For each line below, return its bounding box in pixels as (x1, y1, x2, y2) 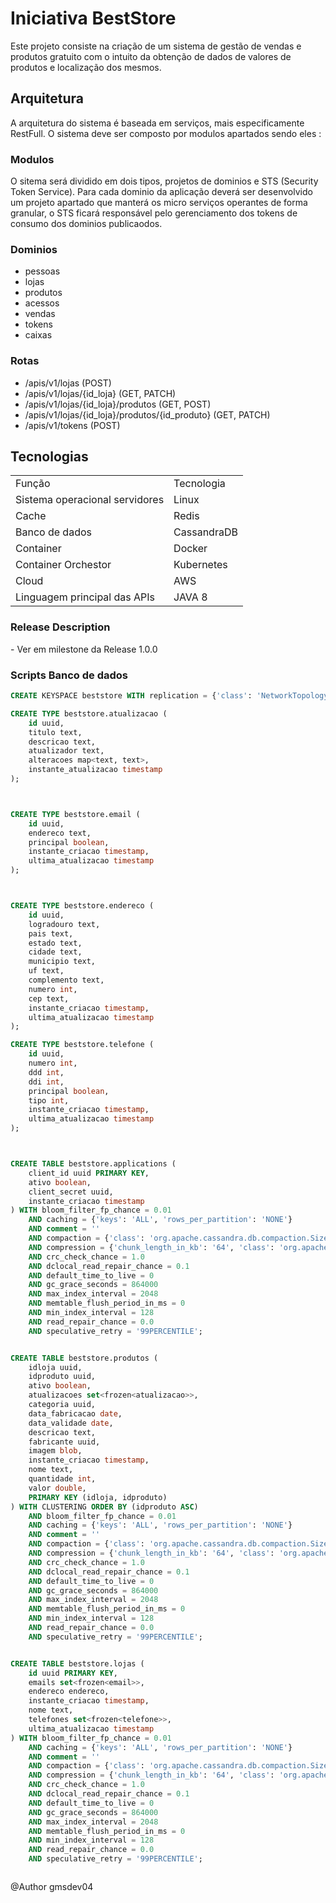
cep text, (28, 993, 70, 1004)
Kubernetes (173, 558, 228, 572)
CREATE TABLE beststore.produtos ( (10, 1353, 159, 1363)
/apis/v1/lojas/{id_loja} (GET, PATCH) (24, 387, 177, 399)
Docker (173, 542, 208, 556)
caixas (24, 329, 53, 341)
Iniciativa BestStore (10, 7, 177, 30)
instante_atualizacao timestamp (28, 765, 163, 775)
